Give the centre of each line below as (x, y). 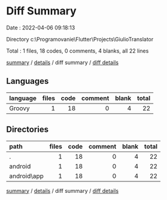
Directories (28, 130)
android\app (26, 176)
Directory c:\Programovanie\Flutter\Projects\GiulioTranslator (80, 39)
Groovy (19, 108)
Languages (28, 81)
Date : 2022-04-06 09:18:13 (41, 28)
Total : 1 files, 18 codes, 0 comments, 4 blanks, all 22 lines (78, 51)
